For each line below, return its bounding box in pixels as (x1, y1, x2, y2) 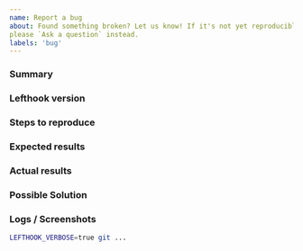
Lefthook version (9, 92, 86, 104)
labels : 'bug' (9, 38, 63, 48)
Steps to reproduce (9, 116, 96, 129)
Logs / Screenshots (9, 212, 96, 225)
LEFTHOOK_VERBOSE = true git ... (9, 233, 127, 243)
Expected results (9, 140, 86, 153)
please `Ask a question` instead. (9, 30, 140, 39)
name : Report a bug (9, 13, 83, 22)
